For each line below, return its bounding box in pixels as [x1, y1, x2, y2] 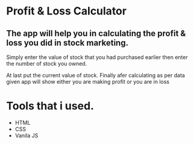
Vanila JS [14, 131, 39, 139]
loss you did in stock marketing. [6, 37, 128, 48]
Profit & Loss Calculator [6, 4, 127, 18]
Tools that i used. [6, 99, 95, 113]
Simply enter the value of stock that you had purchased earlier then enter [6, 54, 188, 61]
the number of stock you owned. [6, 60, 87, 67]
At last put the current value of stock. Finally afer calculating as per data [6, 72, 186, 79]
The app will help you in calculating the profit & [6, 28, 186, 39]
